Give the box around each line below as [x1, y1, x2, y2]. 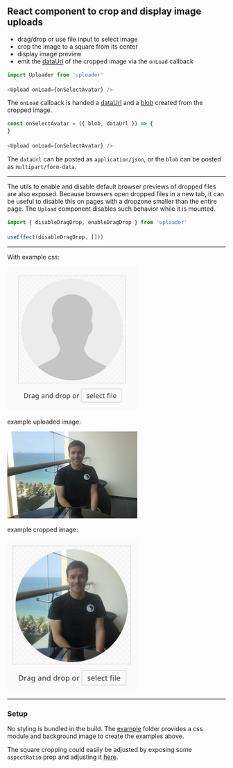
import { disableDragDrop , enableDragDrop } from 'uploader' [7, 218, 188, 225]
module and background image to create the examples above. [7, 732, 184, 740]
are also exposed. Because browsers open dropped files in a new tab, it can [7, 189, 224, 198]
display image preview [17, 49, 82, 58]
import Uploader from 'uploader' [7, 71, 104, 79]
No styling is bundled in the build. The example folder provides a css [7, 725, 203, 733]
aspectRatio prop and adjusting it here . [7, 753, 119, 761]
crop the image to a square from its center [17, 42, 138, 51]
